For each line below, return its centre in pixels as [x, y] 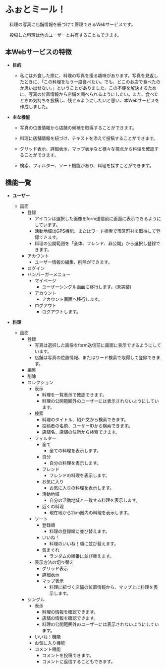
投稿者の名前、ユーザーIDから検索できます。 [87, 426]
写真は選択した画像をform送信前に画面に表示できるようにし [96, 345]
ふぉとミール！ [36, 10]
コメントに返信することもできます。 [79, 661]
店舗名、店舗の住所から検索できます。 [81, 432]
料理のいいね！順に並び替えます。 [84, 543]
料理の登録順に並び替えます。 [80, 531]
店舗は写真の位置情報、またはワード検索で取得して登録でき [95, 357]
